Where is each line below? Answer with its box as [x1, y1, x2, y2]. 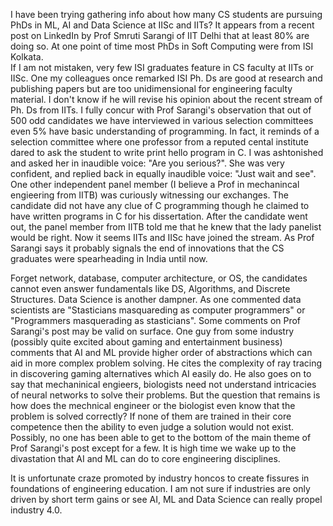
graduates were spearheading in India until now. [10, 253, 208, 264]
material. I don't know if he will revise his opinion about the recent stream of [10, 94, 323, 105]
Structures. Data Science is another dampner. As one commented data [10, 294, 302, 305]
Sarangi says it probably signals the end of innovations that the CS [10, 242, 285, 254]
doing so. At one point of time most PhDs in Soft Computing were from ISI [10, 40, 314, 52]
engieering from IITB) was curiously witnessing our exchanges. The [10, 189, 289, 201]
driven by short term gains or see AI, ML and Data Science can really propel [10, 494, 323, 505]
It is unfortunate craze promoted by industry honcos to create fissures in [10, 472, 310, 484]
